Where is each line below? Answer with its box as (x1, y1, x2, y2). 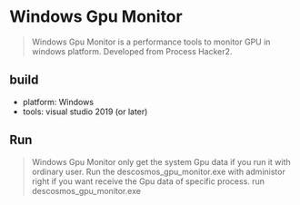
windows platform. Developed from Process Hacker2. (31, 45, 233, 56)
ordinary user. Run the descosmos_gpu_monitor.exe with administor (31, 166, 286, 177)
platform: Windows (22, 96, 94, 107)
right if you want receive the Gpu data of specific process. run (31, 175, 265, 187)
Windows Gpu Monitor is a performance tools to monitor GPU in (31, 36, 271, 47)
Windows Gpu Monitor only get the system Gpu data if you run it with (31, 156, 291, 167)
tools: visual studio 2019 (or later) (22, 106, 148, 117)
